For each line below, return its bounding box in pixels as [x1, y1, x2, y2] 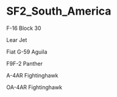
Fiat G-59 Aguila [6, 48, 48, 56]
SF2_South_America [6, 4, 112, 18]
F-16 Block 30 [6, 24, 41, 32]
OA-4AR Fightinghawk [6, 84, 63, 91]
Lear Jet [6, 36, 27, 43]
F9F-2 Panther [6, 60, 43, 67]
